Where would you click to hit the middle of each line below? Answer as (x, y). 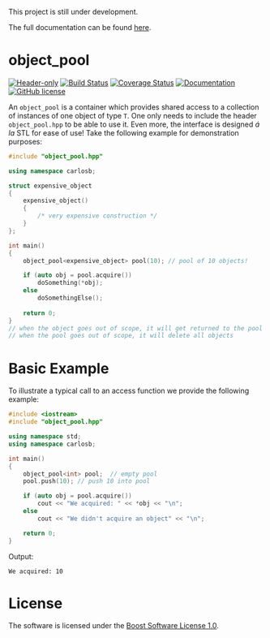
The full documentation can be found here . (80, 27)
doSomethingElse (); (71, 298)
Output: (21, 556)
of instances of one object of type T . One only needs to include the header (133, 115)
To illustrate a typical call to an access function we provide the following (129, 391)
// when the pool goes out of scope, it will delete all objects (121, 336)
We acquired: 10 (36, 571)
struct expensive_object (50, 186)
